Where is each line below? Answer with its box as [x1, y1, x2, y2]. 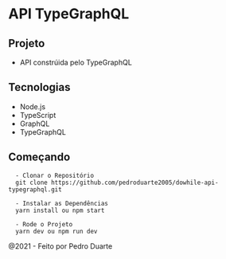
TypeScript [19, 110, 56, 120]
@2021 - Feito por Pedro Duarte [8, 241, 113, 251]
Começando [8, 151, 71, 164]
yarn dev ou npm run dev [15, 227, 98, 235]
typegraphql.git [8, 185, 62, 194]
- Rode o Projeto [15, 220, 73, 228]
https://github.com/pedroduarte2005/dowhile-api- [50, 179, 219, 186]
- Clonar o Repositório [15, 171, 94, 179]
